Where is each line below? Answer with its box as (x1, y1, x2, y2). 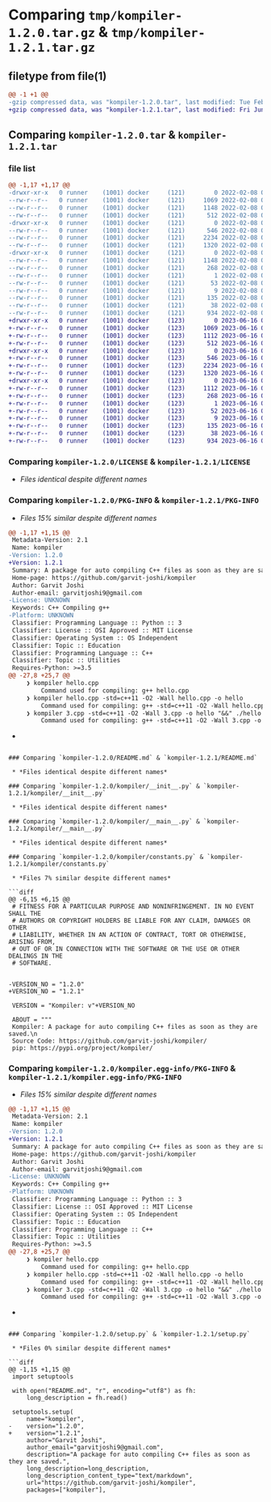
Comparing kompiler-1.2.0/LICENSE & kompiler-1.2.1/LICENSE (8, 455, 251, 467)
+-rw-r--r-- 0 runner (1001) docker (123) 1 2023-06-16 (8, 399, 258, 408)
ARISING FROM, (8, 938, 56, 946)
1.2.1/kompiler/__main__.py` (8, 825, 106, 833)
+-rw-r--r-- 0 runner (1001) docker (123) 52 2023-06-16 (8, 407, 258, 415)
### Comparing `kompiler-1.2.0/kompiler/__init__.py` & (8, 782, 200, 790)
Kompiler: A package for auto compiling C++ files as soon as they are (11, 1023, 258, 1031)
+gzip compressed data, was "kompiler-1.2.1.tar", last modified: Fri (8, 105, 251, 114)
